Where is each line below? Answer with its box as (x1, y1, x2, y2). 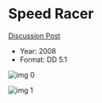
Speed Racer (8, 5, 94, 23)
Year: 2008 (19, 46, 57, 55)
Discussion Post (8, 31, 61, 40)
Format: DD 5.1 (19, 55, 67, 64)
